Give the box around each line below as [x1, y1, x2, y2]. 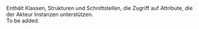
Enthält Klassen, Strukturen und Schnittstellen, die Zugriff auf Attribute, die [6, 5, 193, 11]
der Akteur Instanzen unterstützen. [6, 11, 93, 18]
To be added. [6, 17, 39, 24]
